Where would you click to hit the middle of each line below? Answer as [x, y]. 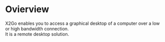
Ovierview [27, 9]
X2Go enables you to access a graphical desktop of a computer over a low [82, 23]
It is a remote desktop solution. [37, 34]
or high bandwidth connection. [37, 28]
